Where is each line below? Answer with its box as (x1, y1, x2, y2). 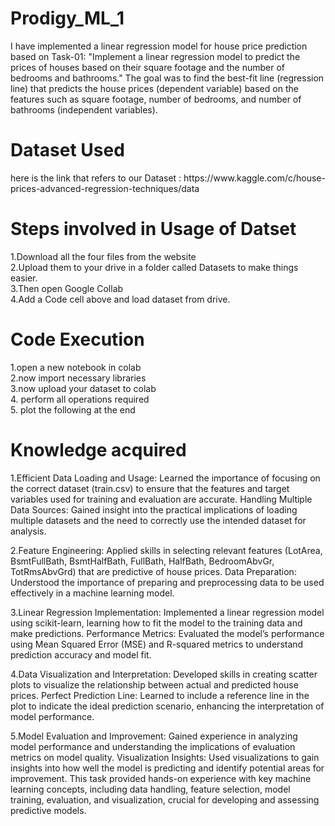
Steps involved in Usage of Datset (10, 218, 297, 241)
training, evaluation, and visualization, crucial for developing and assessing (10, 793, 320, 806)
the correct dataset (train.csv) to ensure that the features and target (10, 482, 290, 494)
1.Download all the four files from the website (10, 250, 197, 262)
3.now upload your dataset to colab (10, 382, 157, 394)
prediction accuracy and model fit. (10, 648, 152, 661)
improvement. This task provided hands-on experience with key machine (10, 772, 312, 784)
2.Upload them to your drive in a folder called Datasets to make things (10, 261, 299, 273)
